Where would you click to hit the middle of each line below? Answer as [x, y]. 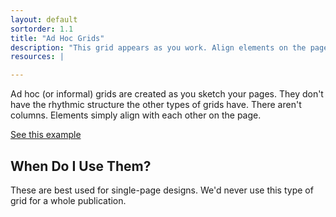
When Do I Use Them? [81, 166]
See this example [46, 135]
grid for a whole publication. [68, 200]
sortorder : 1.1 [42, 29]
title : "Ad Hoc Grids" [57, 38]
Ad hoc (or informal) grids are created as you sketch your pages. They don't [167, 94]
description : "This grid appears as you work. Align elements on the [158, 47]
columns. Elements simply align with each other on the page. [136, 115]
